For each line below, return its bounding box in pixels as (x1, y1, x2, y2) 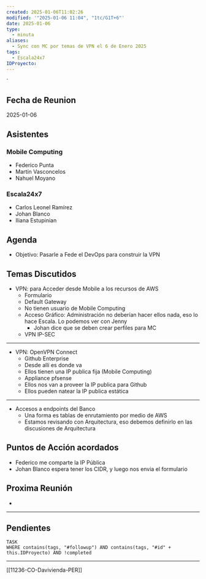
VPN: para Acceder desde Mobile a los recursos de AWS (15, 285, 159, 292)
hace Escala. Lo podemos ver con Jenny (24, 317, 128, 325)
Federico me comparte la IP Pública (15, 459, 105, 466)
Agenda (6, 235, 37, 245)
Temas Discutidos (6, 268, 77, 279)
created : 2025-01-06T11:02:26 (6, 9, 84, 15)
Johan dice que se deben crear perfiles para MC (33, 324, 156, 332)
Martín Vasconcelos (15, 168, 66, 175)
